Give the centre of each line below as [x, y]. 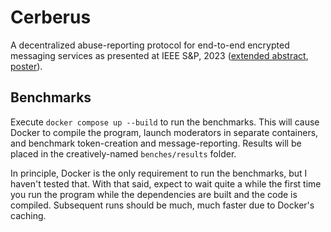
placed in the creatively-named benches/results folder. [123, 153]
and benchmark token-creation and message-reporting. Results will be [156, 143]
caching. [28, 215]
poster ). [26, 66]
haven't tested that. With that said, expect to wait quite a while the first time [166, 183]
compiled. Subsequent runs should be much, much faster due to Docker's [162, 205]
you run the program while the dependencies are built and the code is [154, 194]
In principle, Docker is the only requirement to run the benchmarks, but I [159, 173]
